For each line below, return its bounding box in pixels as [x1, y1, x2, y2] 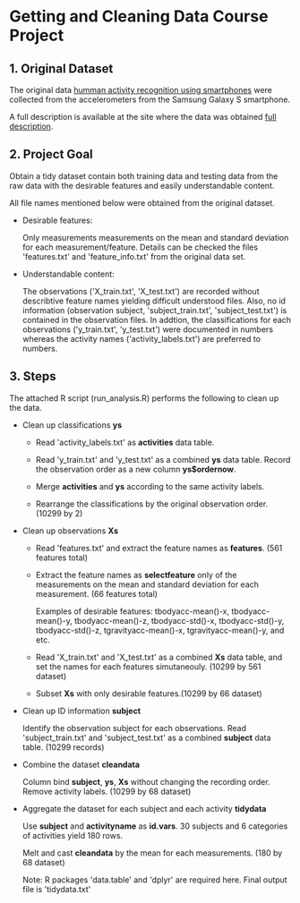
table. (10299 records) [21, 741, 105, 753]
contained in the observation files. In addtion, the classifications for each [21, 314, 292, 325]
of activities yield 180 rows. [21, 830, 124, 840]
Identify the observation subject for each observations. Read [21, 722, 246, 733]
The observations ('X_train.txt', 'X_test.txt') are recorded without [21, 285, 260, 296]
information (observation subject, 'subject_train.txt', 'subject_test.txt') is [21, 304, 287, 315]
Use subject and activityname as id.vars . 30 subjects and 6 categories [21, 821, 288, 831]
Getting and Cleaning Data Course [9, 6, 269, 27]
